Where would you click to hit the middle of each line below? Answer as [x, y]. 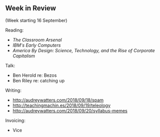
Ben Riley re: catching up [38, 80]
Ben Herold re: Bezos [35, 75]
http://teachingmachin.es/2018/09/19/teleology [62, 105]
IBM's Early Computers [37, 45]
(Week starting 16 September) [36, 20]
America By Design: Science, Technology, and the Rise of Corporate [84, 50]
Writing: [13, 90]
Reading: [14, 30]
